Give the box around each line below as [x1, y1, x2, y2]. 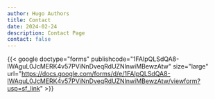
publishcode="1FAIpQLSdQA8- [91, 55, 180, 63]
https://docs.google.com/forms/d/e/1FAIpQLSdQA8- [21, 70, 171, 78]
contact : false [7, 36, 51, 43]
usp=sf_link [7, 84, 40, 93]
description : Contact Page [7, 29, 85, 37]
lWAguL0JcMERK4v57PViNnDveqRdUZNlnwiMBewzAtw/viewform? [7, 77, 201, 85]
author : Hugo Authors [7, 10, 70, 17]
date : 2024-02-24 [7, 23, 58, 30]
